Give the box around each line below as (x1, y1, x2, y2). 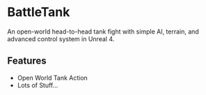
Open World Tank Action (17, 73, 88, 82)
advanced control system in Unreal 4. (7, 34, 115, 43)
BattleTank (7, 4, 70, 20)
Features (7, 55, 47, 67)
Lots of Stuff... (17, 81, 58, 89)
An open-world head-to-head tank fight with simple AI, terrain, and (7, 27, 200, 36)
